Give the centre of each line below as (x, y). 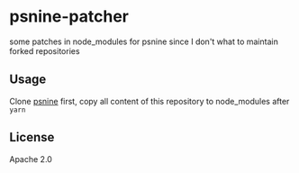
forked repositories (45, 50)
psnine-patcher (69, 17)
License (32, 137)
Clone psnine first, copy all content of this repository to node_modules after (149, 101)
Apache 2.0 (31, 159)
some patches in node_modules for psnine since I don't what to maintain (144, 41)
